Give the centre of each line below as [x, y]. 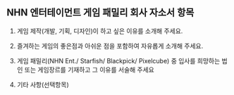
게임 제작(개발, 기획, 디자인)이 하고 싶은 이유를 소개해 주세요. [100, 31]
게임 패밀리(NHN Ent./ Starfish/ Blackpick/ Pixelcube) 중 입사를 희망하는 [118, 61]
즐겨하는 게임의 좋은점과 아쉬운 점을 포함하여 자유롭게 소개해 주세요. [110, 46]
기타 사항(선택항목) [43, 84]
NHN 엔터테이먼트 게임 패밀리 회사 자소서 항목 [100, 13]
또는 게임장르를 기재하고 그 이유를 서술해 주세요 [89, 70]
